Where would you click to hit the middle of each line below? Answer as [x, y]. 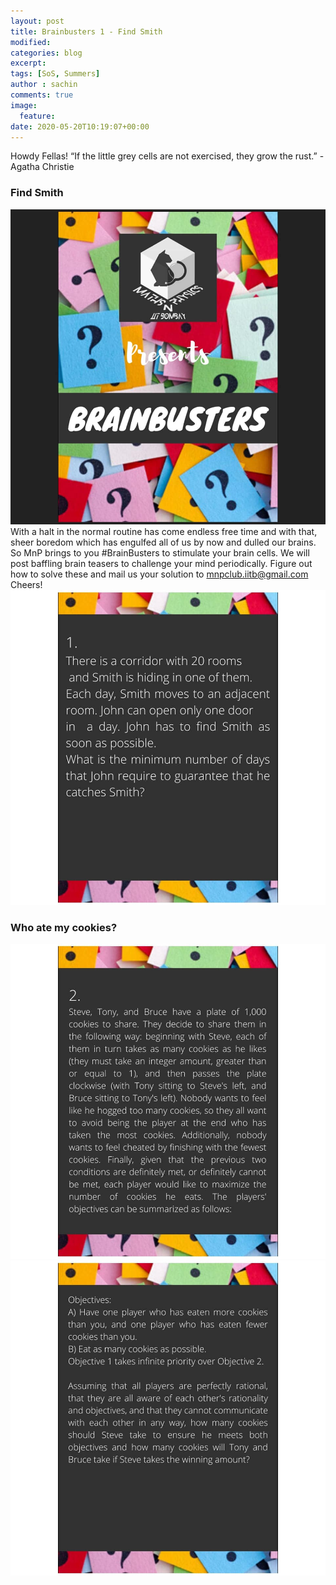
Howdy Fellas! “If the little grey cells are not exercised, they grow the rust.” [164, 156]
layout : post [37, 21]
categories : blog [46, 53]
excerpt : [28, 63]
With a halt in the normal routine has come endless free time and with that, [164, 531]
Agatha [25, 167]
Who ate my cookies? [64, 927]
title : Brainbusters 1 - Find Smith [86, 31]
